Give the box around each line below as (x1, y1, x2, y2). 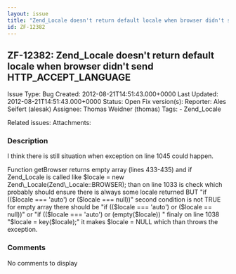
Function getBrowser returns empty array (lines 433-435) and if (7, 166, 192, 174)
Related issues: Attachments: (7, 119, 91, 127)
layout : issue (7, 10, 49, 18)
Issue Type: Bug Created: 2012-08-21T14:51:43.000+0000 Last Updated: (7, 90, 219, 98)
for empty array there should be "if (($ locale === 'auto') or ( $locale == (7, 203, 213, 211)
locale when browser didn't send (7, 60, 154, 72)
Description (7, 136, 48, 146)
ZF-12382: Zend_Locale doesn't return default (7, 49, 214, 61)
